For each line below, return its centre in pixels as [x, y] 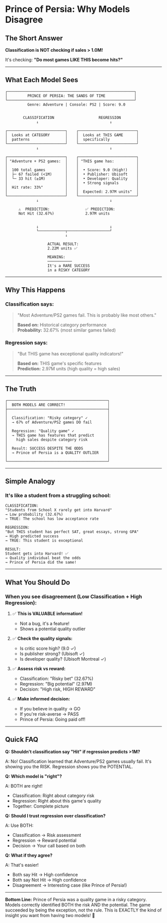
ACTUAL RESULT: [63, 244]
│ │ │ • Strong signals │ [72, 183]
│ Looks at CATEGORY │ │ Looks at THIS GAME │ [72, 135]
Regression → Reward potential [44, 840]
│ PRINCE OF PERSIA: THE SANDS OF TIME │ [71, 96]
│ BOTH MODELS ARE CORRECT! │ [58, 405]
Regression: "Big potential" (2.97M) [56, 684]
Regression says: [27, 343]
